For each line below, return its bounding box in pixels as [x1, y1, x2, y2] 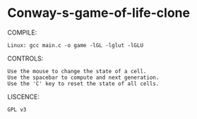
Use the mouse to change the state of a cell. [7, 68, 147, 75]
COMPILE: [7, 28, 37, 37]
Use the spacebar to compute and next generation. [7, 74, 160, 81]
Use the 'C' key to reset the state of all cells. [7, 80, 160, 87]
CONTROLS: [7, 54, 44, 63]
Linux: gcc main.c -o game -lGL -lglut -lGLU [7, 42, 143, 49]
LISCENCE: [7, 92, 40, 101]
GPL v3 [7, 106, 27, 113]
